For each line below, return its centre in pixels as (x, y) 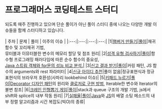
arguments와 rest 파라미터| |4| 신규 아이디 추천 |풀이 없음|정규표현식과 (80, 71)
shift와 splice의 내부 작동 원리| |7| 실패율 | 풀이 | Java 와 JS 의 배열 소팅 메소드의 (77, 95)
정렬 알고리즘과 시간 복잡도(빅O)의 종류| (48, 101)
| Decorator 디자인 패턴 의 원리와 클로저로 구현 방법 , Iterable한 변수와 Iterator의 (83, 83)
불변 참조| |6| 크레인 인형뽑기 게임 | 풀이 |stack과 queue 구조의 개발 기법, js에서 (78, 89)
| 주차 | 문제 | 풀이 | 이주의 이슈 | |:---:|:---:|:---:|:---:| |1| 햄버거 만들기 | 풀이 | (77, 41)
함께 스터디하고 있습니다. (41, 30)
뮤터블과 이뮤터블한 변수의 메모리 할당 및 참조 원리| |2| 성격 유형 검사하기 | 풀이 (77, 53)
